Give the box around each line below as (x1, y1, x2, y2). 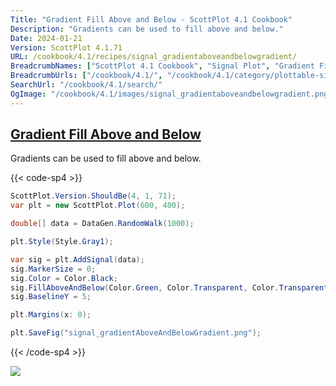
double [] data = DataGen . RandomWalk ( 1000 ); (10, 219, 195, 229)
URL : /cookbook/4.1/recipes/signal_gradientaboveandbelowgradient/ (10, 52, 298, 62)
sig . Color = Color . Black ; (10, 273, 118, 283)
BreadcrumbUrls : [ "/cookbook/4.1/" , (10, 71, 163, 81)
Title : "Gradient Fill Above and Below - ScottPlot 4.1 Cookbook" (10, 14, 293, 25)
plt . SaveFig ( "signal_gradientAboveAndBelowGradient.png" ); (10, 328, 262, 338)
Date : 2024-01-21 (10, 33, 83, 43)
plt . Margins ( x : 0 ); (10, 310, 92, 320)
